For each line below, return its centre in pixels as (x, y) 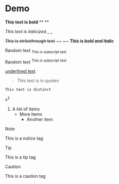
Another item (40, 120)
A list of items (26, 109)
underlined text (20, 71)
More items (31, 114)
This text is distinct (28, 90)
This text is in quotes (38, 81)
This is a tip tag (20, 157)
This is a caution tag (25, 176)
